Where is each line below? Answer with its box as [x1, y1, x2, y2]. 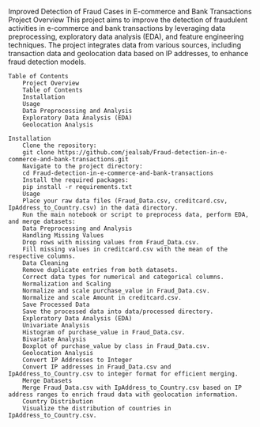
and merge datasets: [8, 217, 77, 225]
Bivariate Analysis [22, 335, 87, 343]
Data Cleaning [22, 259, 69, 267]
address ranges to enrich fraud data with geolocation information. [8, 391, 239, 399]
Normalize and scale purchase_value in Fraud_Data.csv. [22, 287, 211, 295]
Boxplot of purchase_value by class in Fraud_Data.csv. [22, 342, 211, 350]
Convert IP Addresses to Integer [22, 356, 133, 364]
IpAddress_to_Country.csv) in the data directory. [8, 204, 179, 212]
